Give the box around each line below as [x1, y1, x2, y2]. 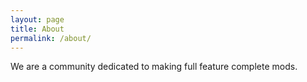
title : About [10, 24, 65, 34]
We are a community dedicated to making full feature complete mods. [10, 61, 298, 73]
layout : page [10, 14, 65, 25]
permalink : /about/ [10, 33, 92, 43]
